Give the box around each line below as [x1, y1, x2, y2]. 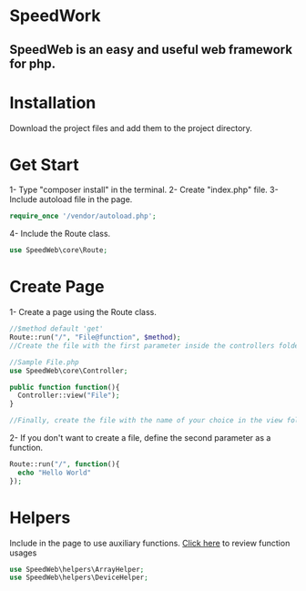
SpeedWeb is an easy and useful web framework [9, 42, 293, 57]
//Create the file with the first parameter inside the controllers [9, 341, 275, 351]
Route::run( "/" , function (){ [9, 460, 120, 469]
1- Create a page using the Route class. [9, 307, 157, 318]
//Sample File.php [9, 357, 79, 367]
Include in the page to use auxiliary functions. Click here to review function [9, 537, 291, 548]
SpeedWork [9, 5, 101, 26]
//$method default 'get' [9, 324, 104, 333]
